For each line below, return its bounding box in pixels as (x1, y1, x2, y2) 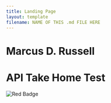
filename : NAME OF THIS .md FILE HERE (6, 19, 100, 25)
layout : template (6, 14, 48, 20)
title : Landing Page (6, 8, 57, 15)
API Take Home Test (6, 71, 106, 84)
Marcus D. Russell (6, 44, 95, 58)
